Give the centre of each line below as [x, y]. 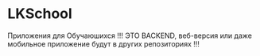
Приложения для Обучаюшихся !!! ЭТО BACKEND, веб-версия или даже [130, 35]
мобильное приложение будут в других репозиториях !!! [104, 43]
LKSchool [40, 14]
